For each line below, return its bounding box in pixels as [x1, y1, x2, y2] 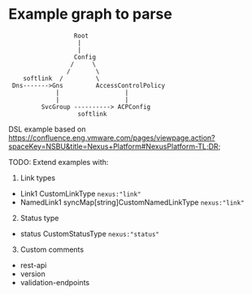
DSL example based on [8, 124, 86, 134]
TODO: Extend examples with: [8, 157, 109, 167]
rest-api [20, 260, 47, 270]
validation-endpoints [20, 277, 90, 287]
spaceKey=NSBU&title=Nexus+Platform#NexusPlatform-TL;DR [8, 141, 219, 151]
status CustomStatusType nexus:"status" [20, 228, 160, 238]
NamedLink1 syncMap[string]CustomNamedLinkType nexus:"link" [20, 197, 245, 207]
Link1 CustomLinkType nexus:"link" [20, 189, 141, 198]
